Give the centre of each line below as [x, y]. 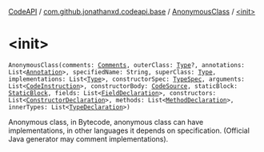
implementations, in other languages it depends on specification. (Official [129, 130]
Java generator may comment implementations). [88, 138]
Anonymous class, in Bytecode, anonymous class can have [106, 122]
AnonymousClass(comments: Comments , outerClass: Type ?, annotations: [127, 65]
